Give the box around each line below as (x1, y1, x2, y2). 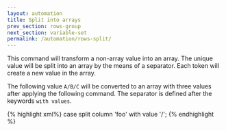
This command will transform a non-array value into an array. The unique (7, 54, 214, 62)
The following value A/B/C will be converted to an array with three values (7, 82, 212, 91)
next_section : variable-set (7, 29, 88, 36)
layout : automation (7, 10, 63, 17)
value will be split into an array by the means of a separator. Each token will (7, 62, 220, 70)
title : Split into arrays (7, 16, 81, 23)
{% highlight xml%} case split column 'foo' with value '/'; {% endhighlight (7, 110, 214, 119)
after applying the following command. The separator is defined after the (7, 90, 212, 98)
